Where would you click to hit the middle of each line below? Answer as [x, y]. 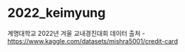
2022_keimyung [57, 13]
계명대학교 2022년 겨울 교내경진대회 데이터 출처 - [76, 33]
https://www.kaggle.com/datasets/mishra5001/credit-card [92, 41]
